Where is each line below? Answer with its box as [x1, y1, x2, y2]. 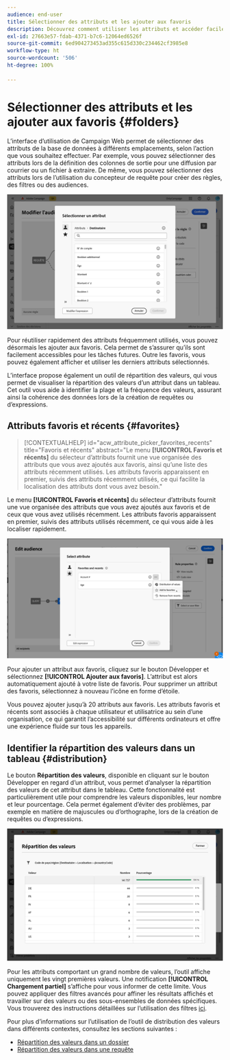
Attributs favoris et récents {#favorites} [7, 420, 180, 432]
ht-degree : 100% [7, 62, 53, 69]
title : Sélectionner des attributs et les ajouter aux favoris [7, 18, 192, 25]
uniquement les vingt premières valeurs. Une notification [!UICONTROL [7, 975, 209, 983]
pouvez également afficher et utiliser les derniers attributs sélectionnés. [7, 358, 210, 367]
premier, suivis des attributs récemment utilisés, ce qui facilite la [23, 474, 205, 483]
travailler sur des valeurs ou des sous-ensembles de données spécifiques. [7, 996, 218, 1005]
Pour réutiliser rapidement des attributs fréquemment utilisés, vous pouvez [7, 336, 218, 345]
